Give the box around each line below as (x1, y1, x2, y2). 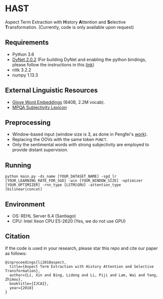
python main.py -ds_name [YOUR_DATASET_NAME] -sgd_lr (5, 174, 117, 179)
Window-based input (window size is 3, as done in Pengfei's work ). (12, 131, 148, 137)
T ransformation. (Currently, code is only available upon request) (5, 24, 134, 30)
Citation (5, 232, 30, 240)
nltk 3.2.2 (12, 67, 32, 73)
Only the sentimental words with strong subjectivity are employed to (12, 142, 149, 148)
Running (5, 161, 32, 169)
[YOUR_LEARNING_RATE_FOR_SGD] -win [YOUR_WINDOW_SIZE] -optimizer (5, 179, 143, 183)
